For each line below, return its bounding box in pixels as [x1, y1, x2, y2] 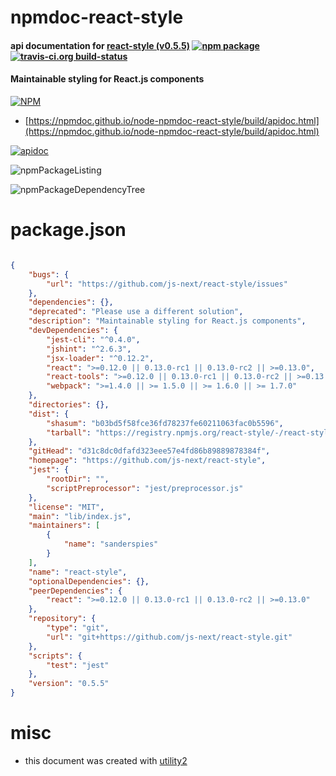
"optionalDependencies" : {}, [28, 576, 150, 586]
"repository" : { [28, 614, 97, 624]
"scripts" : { [28, 651, 83, 661]
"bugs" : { [28, 269, 70, 280]
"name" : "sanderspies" [63, 539, 159, 550]
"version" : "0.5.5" [28, 679, 110, 689]
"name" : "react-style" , [28, 567, 128, 577]
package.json [10, 219, 127, 241]
